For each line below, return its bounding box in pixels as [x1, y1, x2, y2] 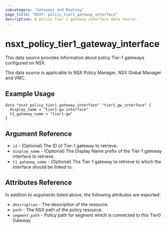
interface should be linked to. [12, 163, 73, 170]
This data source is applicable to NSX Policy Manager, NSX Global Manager [5, 69, 161, 75]
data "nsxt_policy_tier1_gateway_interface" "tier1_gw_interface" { [5, 103, 151, 108]
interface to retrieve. [12, 153, 55, 159]
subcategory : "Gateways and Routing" [5, 7, 84, 12]
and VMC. [5, 75, 26, 81]
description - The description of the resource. [12, 201, 109, 207]
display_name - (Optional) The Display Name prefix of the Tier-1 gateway [12, 148, 162, 154]
